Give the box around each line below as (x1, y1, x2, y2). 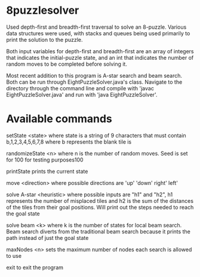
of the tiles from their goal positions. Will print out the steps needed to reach (6, 203, 194, 211)
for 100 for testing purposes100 (6, 156, 84, 163)
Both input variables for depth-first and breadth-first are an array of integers (6, 47, 194, 54)
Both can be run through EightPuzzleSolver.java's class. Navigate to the (6, 78, 183, 86)
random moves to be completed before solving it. (6, 60, 127, 68)
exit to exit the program (6, 264, 64, 271)
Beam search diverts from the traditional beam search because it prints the (6, 228, 191, 235)
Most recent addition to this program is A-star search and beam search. (6, 72, 183, 79)
